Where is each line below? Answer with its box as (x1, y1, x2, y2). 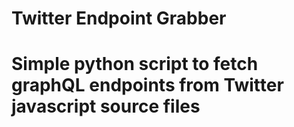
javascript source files (11, 95, 201, 118)
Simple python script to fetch (11, 53, 259, 76)
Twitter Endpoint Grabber (11, 7, 227, 30)
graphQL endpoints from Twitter (11, 74, 284, 97)
